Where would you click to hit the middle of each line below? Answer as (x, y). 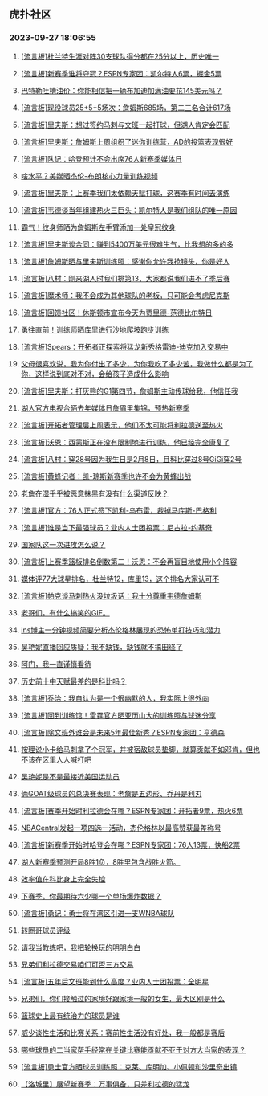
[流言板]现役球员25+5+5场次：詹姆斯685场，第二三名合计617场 (126, 108)
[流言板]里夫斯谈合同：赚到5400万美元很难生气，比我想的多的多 (127, 244)
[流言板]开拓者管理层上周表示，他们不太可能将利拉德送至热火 (122, 425)
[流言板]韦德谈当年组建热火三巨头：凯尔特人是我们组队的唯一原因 (129, 210)
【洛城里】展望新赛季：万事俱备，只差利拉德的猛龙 (105, 1084)
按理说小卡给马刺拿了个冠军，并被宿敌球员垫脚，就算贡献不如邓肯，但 (137, 749)
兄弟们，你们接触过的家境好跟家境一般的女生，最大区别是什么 (123, 998)
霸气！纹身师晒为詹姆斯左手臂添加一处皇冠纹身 (98, 227)
